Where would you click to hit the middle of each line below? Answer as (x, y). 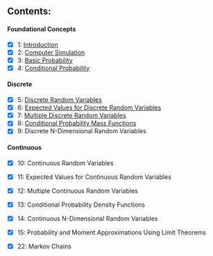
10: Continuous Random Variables (65, 163)
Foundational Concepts (42, 29)
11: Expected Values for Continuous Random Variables (94, 177)
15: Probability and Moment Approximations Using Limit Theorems (112, 232)
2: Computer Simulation (51, 52)
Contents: (29, 11)
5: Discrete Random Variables (59, 100)
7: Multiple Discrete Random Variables (71, 116)
